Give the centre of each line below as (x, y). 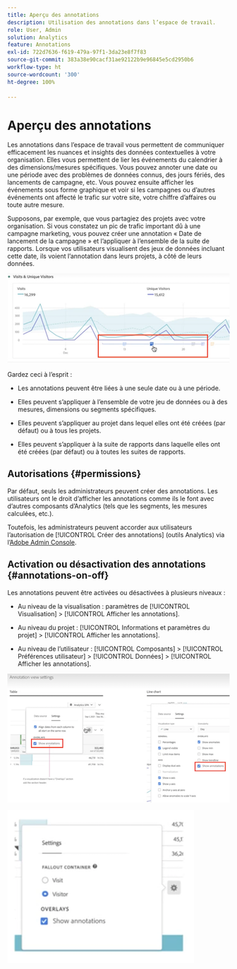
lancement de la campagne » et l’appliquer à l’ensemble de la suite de (109, 241)
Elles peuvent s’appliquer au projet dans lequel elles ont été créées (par (121, 423)
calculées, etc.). (31, 513)
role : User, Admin (34, 30)
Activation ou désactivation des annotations (107, 564)
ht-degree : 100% (31, 82)
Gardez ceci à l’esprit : (40, 375)
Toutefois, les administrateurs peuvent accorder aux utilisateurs (100, 527)
